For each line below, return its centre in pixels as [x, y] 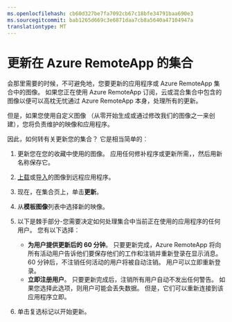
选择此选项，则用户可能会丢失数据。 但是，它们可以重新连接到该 [132, 288]
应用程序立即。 [49, 297]
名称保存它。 [35, 162]
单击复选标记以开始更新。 [54, 312]
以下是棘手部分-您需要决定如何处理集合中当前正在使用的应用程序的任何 [119, 221]
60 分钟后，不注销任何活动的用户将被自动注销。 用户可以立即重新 [121, 262]
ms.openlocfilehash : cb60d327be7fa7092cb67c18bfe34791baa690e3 [100, 14]
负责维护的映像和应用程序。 [74, 124]
